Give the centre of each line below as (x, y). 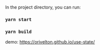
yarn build (18, 31)
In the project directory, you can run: (43, 7)
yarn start (18, 19)
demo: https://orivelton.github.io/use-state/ (50, 42)
